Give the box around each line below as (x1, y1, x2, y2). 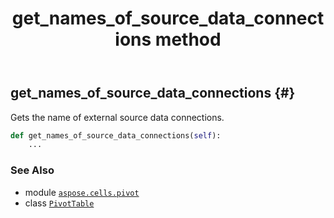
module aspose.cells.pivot (24, 186, 140, 198)
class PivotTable (24, 197, 95, 209)
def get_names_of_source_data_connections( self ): (10, 130, 222, 141)
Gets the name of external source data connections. (10, 111, 225, 123)
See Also (10, 163, 55, 177)
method (154, 28, 222, 51)
